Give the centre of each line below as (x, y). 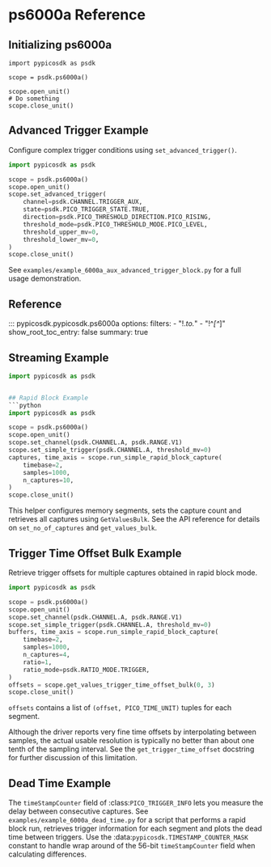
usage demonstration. (45, 279)
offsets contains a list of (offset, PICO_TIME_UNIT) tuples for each (120, 708)
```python (25, 405)
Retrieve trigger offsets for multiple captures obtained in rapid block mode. (133, 573)
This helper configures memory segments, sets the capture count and (125, 510)
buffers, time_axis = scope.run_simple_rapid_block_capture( (114, 632)
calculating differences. (48, 854)
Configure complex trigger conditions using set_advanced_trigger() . (123, 150)
